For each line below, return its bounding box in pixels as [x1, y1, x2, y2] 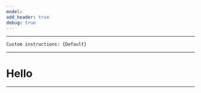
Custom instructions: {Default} [6, 41, 87, 47]
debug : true [6, 20, 36, 25]
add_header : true [6, 14, 50, 20]
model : [6, 8, 23, 15]
